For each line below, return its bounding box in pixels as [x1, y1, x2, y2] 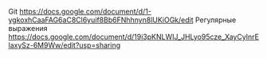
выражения [8, 24, 48, 33]
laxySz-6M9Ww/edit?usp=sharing [8, 41, 121, 50]
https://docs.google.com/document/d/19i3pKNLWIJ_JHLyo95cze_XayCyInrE [8, 32, 260, 41]
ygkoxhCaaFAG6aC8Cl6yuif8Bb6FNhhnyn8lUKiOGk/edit [8, 15, 194, 25]
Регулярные [194, 15, 237, 25]
